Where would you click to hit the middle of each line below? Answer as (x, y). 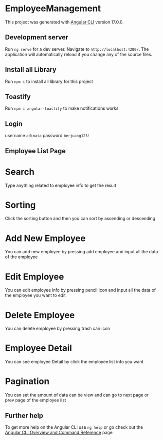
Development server (37, 37)
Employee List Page (35, 151)
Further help (24, 415)
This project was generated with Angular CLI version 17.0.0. (64, 22)
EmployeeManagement (53, 9)
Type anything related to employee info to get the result (61, 185)
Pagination (27, 381)
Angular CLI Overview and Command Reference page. (59, 432)
